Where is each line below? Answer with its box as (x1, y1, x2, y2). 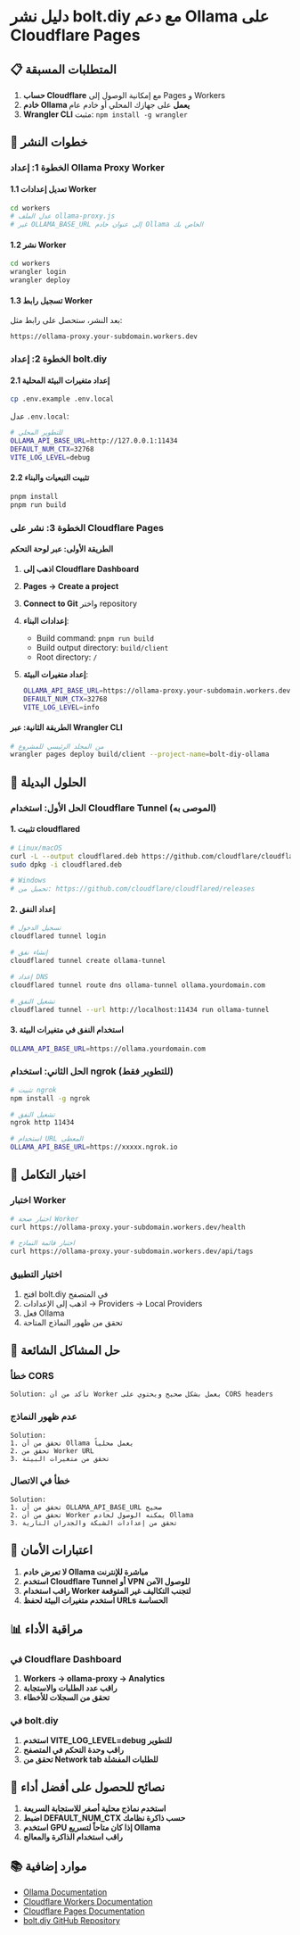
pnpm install (10, 492, 59, 501)
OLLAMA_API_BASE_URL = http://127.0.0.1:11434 (10, 436, 178, 445)
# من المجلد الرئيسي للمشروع (10, 742, 105, 751)
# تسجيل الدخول (10, 924, 61, 933)
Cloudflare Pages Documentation (22, 1906, 145, 1916)
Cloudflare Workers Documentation (22, 1897, 153, 1907)
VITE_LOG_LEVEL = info (22, 702, 100, 711)
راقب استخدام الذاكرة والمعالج (22, 1831, 124, 1842)
